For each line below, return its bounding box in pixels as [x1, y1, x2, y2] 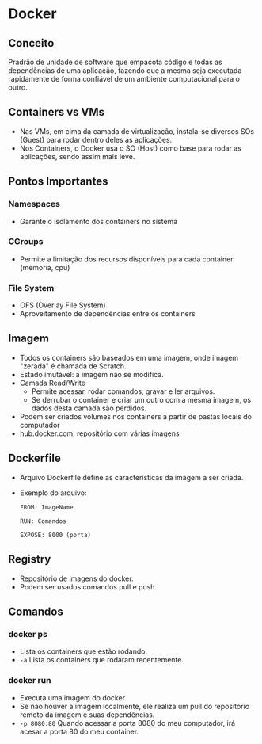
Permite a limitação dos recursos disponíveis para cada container [19, 254, 234, 264]
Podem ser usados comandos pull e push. [19, 582, 157, 591]
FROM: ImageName [19, 503, 74, 511]
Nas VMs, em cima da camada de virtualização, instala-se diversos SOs [19, 126, 255, 135]
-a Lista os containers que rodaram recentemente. [19, 655, 184, 665]
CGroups [8, 236, 44, 247]
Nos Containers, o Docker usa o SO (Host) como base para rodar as [19, 143, 241, 153]
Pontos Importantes [8, 175, 108, 189]
